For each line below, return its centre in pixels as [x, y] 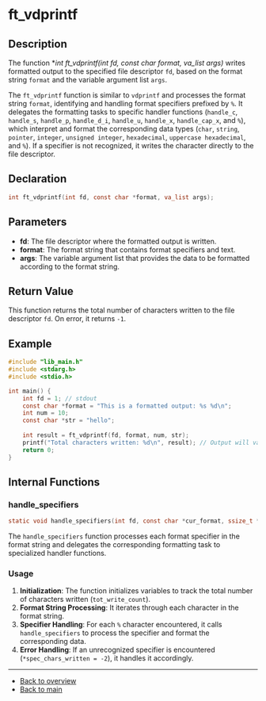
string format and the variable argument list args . [88, 80]
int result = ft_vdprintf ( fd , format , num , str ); [106, 435]
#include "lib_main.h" [46, 362]
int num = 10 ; [46, 413]
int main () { [30, 391]
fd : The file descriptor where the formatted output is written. [118, 241]
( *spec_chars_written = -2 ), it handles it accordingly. [106, 658]
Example [30, 344]
